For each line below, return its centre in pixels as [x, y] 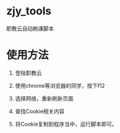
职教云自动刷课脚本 [30, 28]
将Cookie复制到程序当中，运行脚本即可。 [66, 124]
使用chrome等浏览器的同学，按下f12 [60, 85]
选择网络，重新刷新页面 [44, 98]
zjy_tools [29, 11]
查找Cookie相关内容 [40, 111]
